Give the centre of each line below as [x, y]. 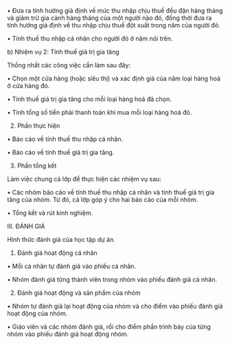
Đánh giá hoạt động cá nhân [57, 253]
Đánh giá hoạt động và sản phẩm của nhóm [79, 293]
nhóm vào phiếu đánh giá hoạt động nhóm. [68, 334]
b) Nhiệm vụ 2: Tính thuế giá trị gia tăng [64, 52]
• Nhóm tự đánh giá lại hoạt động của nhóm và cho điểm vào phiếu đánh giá [115, 306]
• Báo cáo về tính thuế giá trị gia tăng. [61, 152]
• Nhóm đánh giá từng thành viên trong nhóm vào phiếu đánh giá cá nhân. [112, 279]
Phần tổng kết [37, 166]
